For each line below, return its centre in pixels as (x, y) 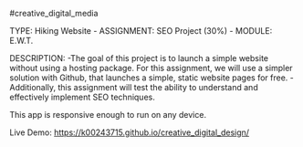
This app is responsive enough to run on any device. (108, 115)
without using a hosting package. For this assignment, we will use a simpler (151, 68)
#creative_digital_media (54, 13)
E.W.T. (21, 41)
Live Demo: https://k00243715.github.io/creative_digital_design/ (129, 132)
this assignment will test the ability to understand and (158, 87)
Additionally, (33, 87)
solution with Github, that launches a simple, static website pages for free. (149, 78)
